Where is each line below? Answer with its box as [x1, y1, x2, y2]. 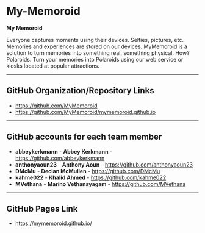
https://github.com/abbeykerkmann [15, 154, 105, 162]
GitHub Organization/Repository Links [6, 85, 154, 96]
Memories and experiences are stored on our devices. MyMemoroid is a [6, 43, 188, 50]
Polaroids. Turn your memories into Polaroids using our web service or [6, 56, 184, 63]
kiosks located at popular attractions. [6, 62, 99, 70]
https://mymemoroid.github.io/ [15, 220, 93, 227]
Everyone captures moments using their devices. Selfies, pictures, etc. [6, 36, 184, 43]
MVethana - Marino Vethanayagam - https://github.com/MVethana [15, 180, 186, 187]
